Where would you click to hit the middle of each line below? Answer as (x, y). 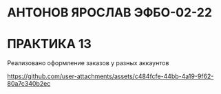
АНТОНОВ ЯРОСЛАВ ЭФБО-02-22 (109, 13)
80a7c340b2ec (29, 84)
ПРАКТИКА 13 (49, 44)
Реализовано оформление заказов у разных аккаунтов (88, 63)
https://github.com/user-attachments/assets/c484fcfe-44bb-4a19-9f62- (110, 76)
